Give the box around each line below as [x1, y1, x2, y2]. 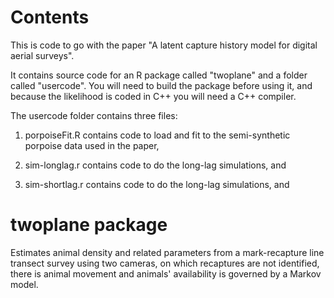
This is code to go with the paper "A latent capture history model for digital [10, 39, 318, 51]
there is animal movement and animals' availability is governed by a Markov [10, 267, 322, 280]
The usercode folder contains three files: [10, 109, 178, 121]
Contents [10, 6, 90, 29]
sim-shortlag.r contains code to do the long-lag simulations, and [24, 178, 290, 190]
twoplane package [10, 214, 168, 236]
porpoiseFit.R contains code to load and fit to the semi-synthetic [24, 129, 291, 141]
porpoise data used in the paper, [24, 139, 160, 151]
